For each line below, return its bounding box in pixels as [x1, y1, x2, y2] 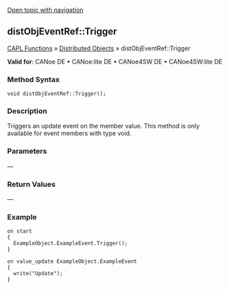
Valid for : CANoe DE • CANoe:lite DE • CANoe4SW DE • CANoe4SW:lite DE [7, 57, 223, 66]
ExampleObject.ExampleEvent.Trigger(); [13, 240, 128, 247]
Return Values [7, 179, 56, 189]
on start [7, 228, 32, 235]
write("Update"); [13, 270, 63, 277]
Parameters [7, 146, 47, 156]
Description [7, 106, 48, 116]
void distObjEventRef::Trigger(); [7, 90, 107, 97]
